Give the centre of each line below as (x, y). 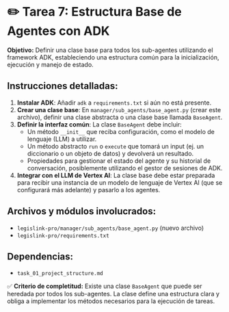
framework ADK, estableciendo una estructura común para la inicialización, (113, 57)
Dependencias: (40, 256)
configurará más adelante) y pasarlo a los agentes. (89, 190)
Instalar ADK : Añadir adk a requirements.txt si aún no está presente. (114, 103)
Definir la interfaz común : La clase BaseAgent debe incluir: (99, 124)
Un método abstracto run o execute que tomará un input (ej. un (116, 146)
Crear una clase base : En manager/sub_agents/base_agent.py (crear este (119, 109)
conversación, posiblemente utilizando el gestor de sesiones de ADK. (125, 168)
